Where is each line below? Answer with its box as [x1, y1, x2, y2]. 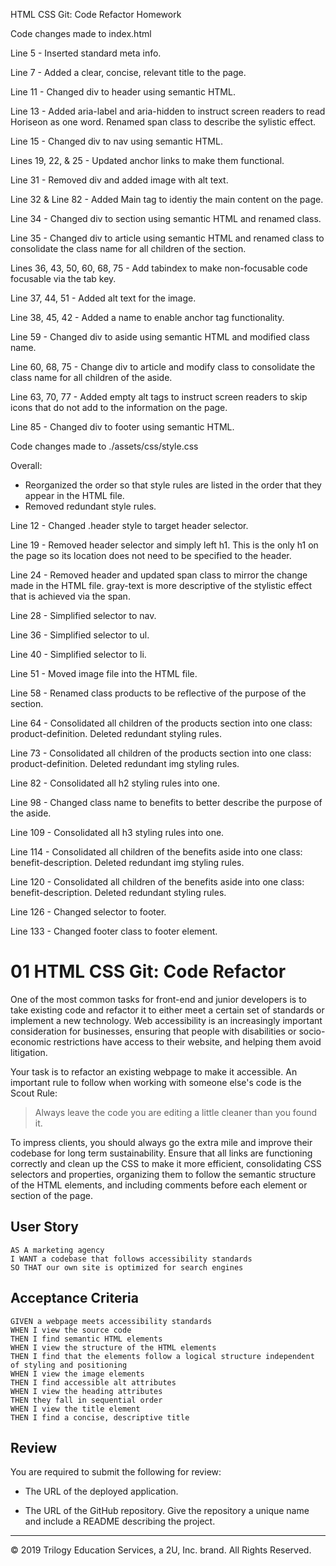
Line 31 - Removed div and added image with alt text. [10, 174, 229, 186]
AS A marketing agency [10, 1245, 105, 1255]
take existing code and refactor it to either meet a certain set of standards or [10, 1004, 325, 1016]
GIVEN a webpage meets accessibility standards [10, 1316, 213, 1326]
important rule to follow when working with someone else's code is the [10, 1076, 302, 1088]
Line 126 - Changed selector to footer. [10, 906, 167, 918]
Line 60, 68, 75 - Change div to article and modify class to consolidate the [10, 361, 316, 373]
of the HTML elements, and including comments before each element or [10, 1179, 308, 1191]
